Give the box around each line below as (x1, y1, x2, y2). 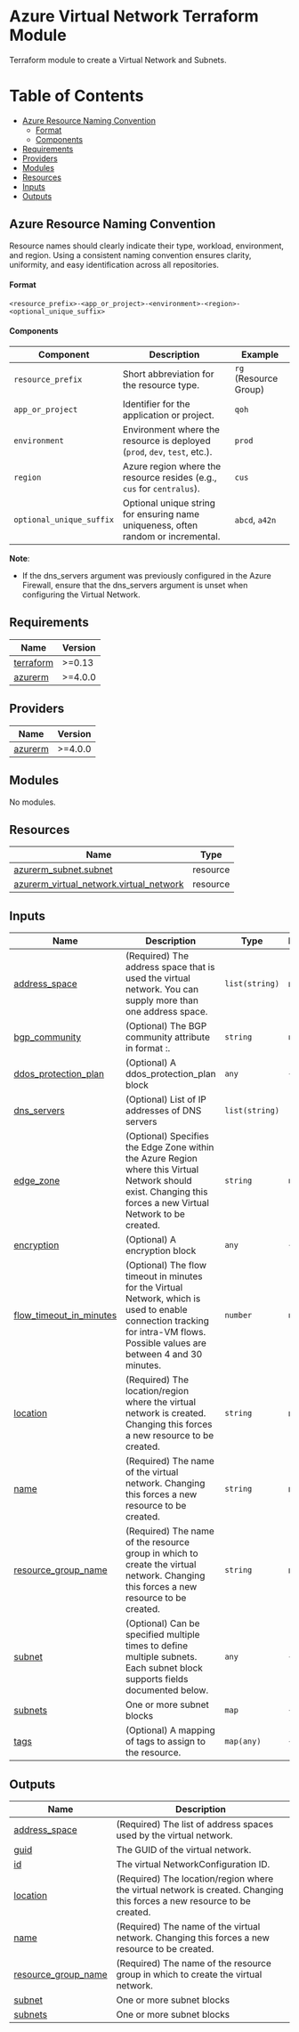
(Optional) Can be (125, 1617, 200, 1630)
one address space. (125, 1006, 208, 1018)
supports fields (125, 1673, 189, 1686)
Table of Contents (9, 86, 144, 106)
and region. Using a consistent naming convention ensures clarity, (9, 249, 252, 260)
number (224, 1310, 253, 1321)
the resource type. (123, 379, 200, 392)
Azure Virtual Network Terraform (9, 6, 260, 27)
